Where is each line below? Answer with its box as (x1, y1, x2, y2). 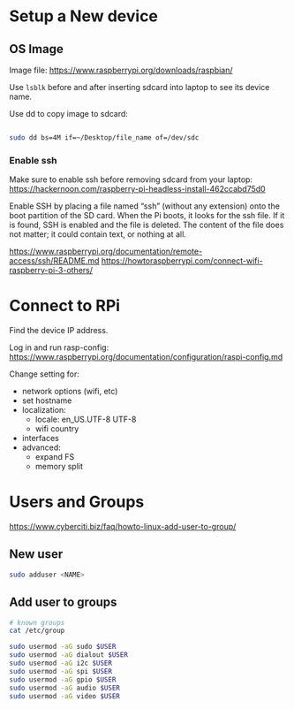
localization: (21, 405, 66, 415)
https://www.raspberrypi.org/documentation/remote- (9, 246, 203, 257)
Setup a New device (9, 6, 159, 27)
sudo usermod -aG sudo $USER (9, 643, 117, 652)
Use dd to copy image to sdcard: (9, 109, 128, 118)
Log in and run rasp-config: (9, 342, 109, 353)
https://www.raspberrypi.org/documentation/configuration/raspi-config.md (9, 352, 283, 362)
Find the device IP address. (9, 325, 109, 336)
